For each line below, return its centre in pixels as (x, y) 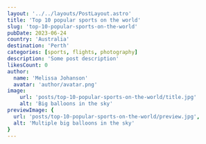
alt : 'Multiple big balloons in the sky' (74, 123)
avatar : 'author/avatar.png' (55, 84)
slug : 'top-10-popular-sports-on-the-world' (72, 26)
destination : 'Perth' (38, 46)
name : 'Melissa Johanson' (51, 78)
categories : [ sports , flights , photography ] (72, 53)
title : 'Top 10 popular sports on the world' (74, 20)
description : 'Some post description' (63, 59)
